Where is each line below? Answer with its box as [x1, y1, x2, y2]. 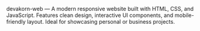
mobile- [174, 12, 195, 19]
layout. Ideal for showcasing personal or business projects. [27, 18, 175, 25]
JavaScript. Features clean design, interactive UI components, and [6, 12, 174, 19]
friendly [6, 18, 26, 25]
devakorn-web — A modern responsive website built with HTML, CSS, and [6, 5, 194, 12]
